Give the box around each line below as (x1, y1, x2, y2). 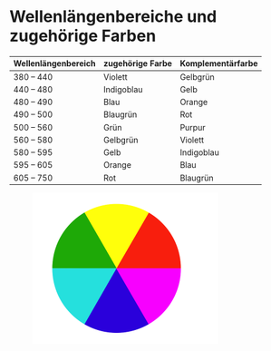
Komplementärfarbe (179, 58, 258, 69)
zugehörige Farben (9, 25, 157, 46)
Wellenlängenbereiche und (9, 6, 218, 27)
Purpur (179, 122, 206, 132)
